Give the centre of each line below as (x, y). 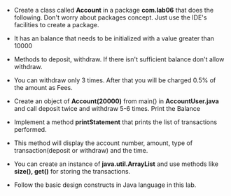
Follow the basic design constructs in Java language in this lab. (105, 185)
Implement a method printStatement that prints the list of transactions (115, 122)
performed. (30, 129)
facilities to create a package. (56, 25)
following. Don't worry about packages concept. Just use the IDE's (110, 17)
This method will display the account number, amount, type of (103, 143)
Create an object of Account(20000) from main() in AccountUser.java (116, 101)
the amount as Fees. (43, 88)
